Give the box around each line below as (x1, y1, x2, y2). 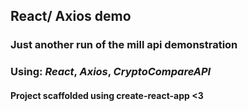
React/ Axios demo (10, 8, 132, 25)
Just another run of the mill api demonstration (10, 38, 238, 52)
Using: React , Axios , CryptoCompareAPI (10, 65, 212, 79)
